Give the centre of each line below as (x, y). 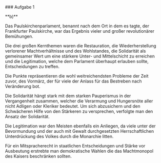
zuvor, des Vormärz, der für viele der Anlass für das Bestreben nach (73, 81)
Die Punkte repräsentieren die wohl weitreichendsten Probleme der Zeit (77, 76)
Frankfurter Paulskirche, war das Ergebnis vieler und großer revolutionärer (80, 31)
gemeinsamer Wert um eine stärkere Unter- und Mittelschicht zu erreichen (80, 56)
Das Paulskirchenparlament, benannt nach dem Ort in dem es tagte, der (77, 26)
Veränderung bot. (23, 86)
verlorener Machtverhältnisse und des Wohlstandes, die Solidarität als (76, 51)
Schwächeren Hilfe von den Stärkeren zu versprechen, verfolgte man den (79, 111)
